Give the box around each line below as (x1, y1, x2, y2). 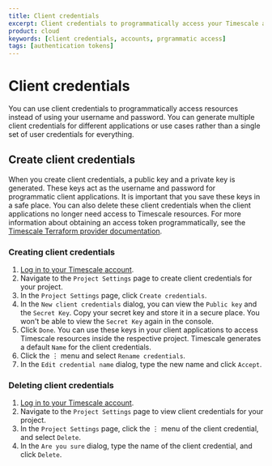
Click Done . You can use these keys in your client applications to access (19, 325, 259, 335)
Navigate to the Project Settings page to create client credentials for (19, 273, 253, 284)
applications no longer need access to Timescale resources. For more (8, 208, 241, 219)
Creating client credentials (8, 246, 116, 258)
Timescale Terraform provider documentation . (8, 226, 163, 236)
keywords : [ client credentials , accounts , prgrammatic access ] (8, 34, 227, 43)
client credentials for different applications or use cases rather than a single (8, 121, 261, 130)
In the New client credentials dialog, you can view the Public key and (19, 299, 257, 309)
